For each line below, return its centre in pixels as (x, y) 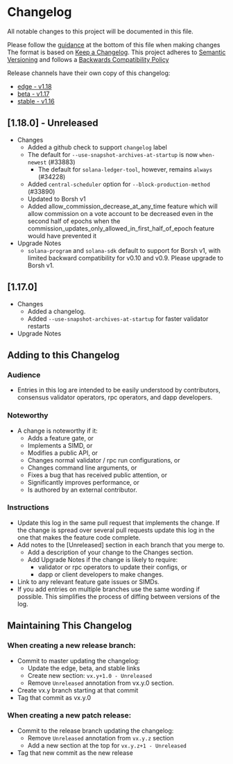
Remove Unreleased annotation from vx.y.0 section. (101, 683)
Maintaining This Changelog (70, 626)
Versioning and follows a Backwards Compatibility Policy (88, 59)
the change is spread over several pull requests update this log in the (116, 530)
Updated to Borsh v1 (57, 199)
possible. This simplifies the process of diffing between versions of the (119, 596)
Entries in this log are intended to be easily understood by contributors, (119, 390)
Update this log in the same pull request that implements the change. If (119, 522)
